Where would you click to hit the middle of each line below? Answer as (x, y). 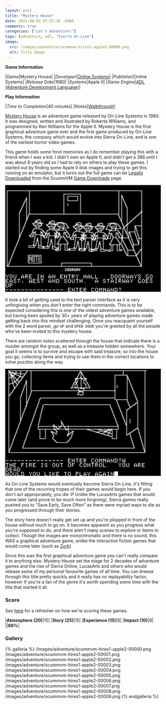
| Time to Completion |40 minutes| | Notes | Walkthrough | (61, 106)
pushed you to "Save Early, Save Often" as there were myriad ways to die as (83, 504)
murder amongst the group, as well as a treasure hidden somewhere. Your (81, 346)
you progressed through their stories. (43, 510)
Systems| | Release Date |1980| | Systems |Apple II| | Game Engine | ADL (75, 82)
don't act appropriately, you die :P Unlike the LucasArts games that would (80, 494)
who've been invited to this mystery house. (49, 331)
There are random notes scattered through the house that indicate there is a (82, 341)
